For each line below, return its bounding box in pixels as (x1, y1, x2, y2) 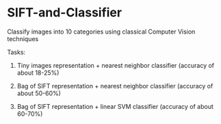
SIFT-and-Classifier (7, 5, 122, 21)
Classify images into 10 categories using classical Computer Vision (7, 27, 196, 36)
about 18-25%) (16, 69, 60, 77)
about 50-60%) (16, 89, 62, 97)
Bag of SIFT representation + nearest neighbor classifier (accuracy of (16, 82, 213, 90)
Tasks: (7, 48, 26, 56)
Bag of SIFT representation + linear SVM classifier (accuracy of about (16, 102, 214, 110)
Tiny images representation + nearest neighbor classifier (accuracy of (16, 61, 215, 69)
